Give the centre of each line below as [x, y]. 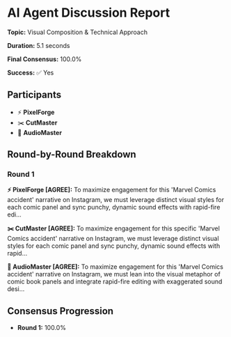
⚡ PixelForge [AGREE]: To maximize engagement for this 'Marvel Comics [112, 190]
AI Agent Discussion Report [89, 13]
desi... [16, 289]
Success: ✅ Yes [31, 72]
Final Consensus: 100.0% [45, 59]
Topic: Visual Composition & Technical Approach [78, 32]
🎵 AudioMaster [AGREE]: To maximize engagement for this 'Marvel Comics [115, 267]
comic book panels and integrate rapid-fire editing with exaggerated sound [115, 282]
